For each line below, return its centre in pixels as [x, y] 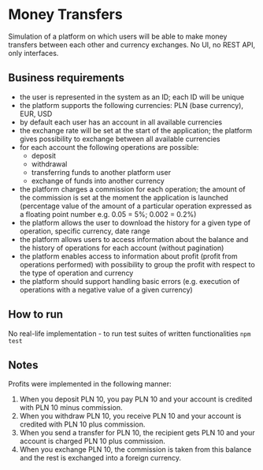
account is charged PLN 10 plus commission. [92, 441]
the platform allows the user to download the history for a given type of [135, 222]
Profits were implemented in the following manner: [90, 384]
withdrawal [49, 164]
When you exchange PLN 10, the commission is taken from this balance [135, 449]
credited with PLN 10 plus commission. [82, 424]
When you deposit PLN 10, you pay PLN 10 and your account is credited [136, 399]
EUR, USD [36, 114]
